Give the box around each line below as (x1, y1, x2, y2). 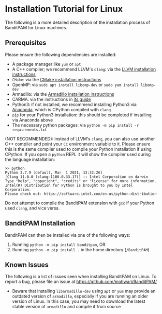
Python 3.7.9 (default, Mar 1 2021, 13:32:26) (5, 170, 103, 175)
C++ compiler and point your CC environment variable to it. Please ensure (5, 141, 151, 147)
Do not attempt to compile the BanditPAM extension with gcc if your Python (5, 200, 155, 206)
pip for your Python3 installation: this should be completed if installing (12, 112, 152, 118)
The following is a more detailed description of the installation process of (5, 19, 150, 25)
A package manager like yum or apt (12, 61, 81, 67)
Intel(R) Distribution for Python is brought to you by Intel (5, 183, 133, 188)
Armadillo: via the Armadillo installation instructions (12, 91, 115, 97)
